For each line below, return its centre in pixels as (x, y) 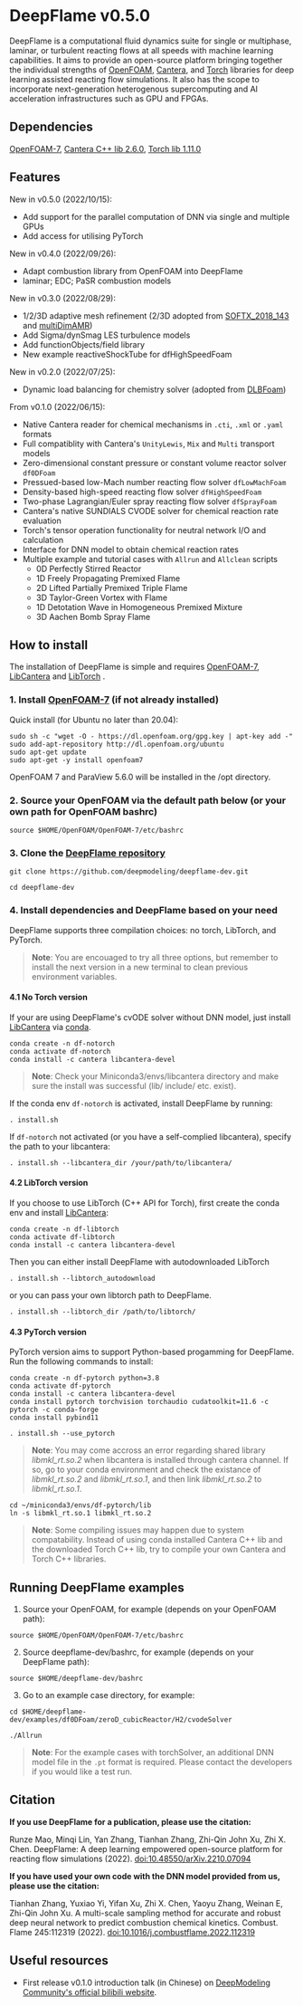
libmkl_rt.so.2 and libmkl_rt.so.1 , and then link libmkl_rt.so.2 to (147, 1479)
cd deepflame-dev (42, 888)
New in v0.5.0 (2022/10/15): (61, 199)
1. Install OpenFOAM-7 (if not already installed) (114, 700)
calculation (43, 540)
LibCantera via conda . (51, 1027)
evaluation (42, 521)
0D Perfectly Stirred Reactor (89, 568)
